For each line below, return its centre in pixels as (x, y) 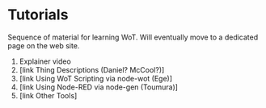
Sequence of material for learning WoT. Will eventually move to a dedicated (133, 37)
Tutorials (38, 15)
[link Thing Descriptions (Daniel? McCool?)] (92, 69)
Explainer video (45, 61)
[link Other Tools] (48, 95)
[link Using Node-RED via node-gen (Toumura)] (99, 87)
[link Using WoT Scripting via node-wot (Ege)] (96, 78)
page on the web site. (44, 45)
